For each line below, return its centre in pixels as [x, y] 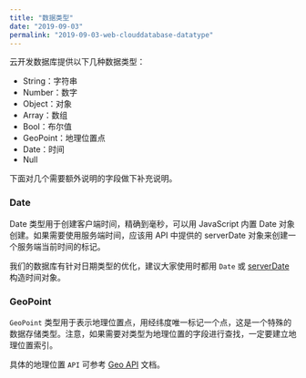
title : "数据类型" [42, 18]
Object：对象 [47, 104]
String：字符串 [50, 81]
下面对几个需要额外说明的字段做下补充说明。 [93, 179]
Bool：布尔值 [47, 127]
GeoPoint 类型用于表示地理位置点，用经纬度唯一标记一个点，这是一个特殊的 [151, 322]
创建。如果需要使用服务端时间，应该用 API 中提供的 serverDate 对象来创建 [149, 235]
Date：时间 [44, 149]
